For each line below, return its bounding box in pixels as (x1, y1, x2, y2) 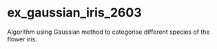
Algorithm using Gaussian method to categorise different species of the (7, 28, 210, 36)
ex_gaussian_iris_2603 (7, 5, 142, 21)
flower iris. (7, 35, 37, 43)
